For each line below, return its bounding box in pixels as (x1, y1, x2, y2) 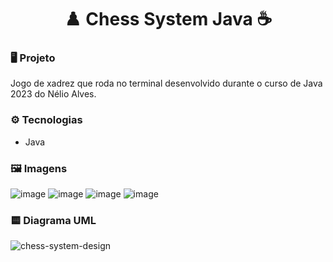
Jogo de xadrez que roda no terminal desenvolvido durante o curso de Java (10, 77, 323, 90)
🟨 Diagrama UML (10, 214, 97, 227)
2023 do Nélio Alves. (10, 88, 97, 100)
